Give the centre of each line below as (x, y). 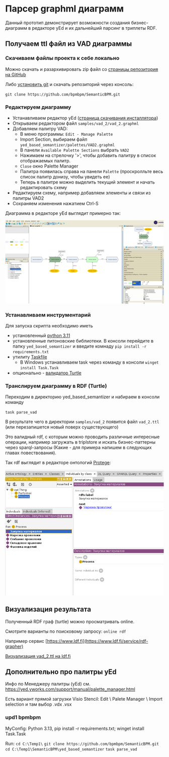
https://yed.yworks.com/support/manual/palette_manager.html (70, 689)
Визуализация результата (48, 609)
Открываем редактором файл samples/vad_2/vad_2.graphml (76, 123)
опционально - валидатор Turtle (47, 373)
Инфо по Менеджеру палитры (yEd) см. (48, 684)
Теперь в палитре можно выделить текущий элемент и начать (87, 182)
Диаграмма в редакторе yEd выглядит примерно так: (63, 213)
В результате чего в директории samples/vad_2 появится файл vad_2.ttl (82, 422)
